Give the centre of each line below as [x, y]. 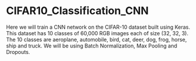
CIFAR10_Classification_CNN [77, 11]
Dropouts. [18, 52]
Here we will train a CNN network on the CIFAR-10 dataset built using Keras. [98, 27]
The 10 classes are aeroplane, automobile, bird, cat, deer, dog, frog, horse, [97, 39]
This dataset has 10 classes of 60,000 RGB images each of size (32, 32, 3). [97, 33]
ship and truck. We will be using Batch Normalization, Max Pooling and [92, 46]
